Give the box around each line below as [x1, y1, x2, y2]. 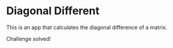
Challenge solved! [6, 35, 51, 42]
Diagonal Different [6, 4, 99, 18]
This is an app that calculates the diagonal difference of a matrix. [6, 24, 168, 31]
